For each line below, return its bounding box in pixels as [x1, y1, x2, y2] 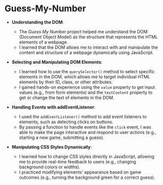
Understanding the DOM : [11, 19, 64, 25]
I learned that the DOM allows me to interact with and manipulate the [19, 44, 158, 50]
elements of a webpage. [19, 39, 68, 45]
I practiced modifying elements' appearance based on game [19, 169, 141, 175]
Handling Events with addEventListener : [11, 104, 96, 110]
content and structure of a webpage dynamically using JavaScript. [19, 50, 154, 55]
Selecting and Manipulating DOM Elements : [11, 59, 103, 65]
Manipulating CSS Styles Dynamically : [11, 144, 92, 150]
